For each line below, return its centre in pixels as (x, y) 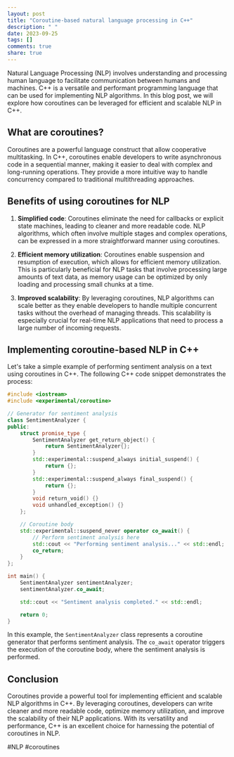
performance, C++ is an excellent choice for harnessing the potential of (111, 726)
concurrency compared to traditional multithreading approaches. (101, 179)
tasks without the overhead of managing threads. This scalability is (115, 313)
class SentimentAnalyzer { (47, 420)
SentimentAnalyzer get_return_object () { (94, 440)
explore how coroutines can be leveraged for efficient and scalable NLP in (115, 103)
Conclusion (33, 679)
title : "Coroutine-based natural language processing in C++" (100, 20)
